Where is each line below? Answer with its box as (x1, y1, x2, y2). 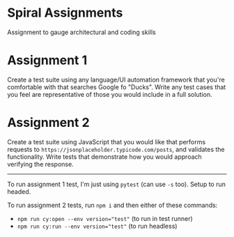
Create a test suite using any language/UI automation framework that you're (7, 75, 225, 84)
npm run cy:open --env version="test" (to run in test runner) (17, 214, 193, 222)
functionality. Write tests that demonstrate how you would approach (7, 152, 202, 161)
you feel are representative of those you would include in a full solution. (7, 90, 212, 98)
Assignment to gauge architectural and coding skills (7, 28, 157, 36)
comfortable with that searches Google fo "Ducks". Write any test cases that (7, 82, 226, 91)
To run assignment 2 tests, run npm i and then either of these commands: (7, 201, 218, 209)
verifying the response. (7, 160, 75, 168)
